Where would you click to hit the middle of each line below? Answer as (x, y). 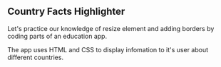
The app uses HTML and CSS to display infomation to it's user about (108, 49)
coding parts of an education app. (57, 36)
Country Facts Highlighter (66, 12)
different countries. (36, 57)
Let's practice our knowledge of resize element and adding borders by (111, 28)
